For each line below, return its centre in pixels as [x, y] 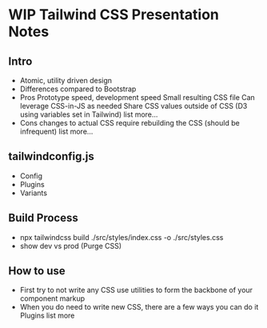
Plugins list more [47, 316]
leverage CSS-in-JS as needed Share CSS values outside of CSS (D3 [133, 106]
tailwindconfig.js [51, 156]
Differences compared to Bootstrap [78, 89]
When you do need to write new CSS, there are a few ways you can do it [139, 307]
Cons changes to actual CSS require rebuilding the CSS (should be [130, 123]
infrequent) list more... [56, 131]
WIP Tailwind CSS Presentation [114, 15]
